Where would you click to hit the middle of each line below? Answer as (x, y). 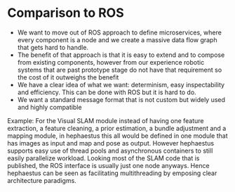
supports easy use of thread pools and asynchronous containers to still (110, 151)
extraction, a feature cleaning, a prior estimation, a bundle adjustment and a (117, 128)
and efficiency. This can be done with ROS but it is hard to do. (107, 92)
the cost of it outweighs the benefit (68, 77)
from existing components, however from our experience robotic (111, 62)
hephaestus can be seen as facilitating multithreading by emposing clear (112, 173)
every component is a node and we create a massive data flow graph (117, 39)
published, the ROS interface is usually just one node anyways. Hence (108, 165)
